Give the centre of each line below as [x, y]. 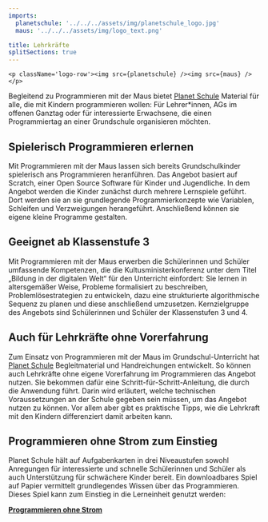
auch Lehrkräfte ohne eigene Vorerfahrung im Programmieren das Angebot [132, 373]
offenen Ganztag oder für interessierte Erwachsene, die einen [110, 114]
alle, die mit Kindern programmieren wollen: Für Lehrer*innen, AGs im [123, 105]
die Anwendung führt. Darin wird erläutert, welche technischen [112, 391]
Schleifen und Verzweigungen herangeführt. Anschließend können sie [124, 208]
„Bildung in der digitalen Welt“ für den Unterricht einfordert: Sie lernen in [128, 278]
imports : [23, 16]
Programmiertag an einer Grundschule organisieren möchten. [109, 122]
